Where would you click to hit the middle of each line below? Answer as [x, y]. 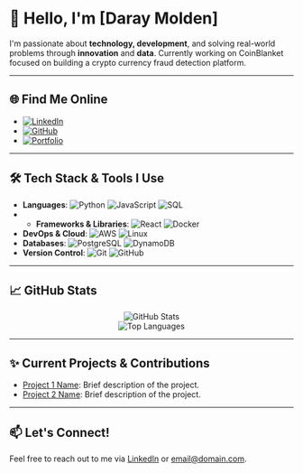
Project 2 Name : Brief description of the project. [111, 394]
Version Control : [54, 253]
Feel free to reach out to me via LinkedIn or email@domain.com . [128, 459]
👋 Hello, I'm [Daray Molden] [114, 19]
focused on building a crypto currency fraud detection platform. [128, 62]
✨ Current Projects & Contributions [110, 363]
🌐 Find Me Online [59, 100]
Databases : [44, 243]
